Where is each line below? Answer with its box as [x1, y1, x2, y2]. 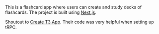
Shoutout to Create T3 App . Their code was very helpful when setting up [5, 19, 154, 25]
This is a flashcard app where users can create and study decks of [5, 4, 142, 10]
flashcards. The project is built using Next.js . [5, 9, 97, 15]
